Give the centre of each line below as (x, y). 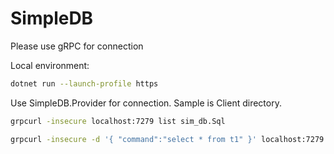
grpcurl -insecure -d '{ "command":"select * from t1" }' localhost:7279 (167, 139)
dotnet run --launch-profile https (84, 83)
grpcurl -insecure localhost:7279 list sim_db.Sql (118, 121)
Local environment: (50, 65)
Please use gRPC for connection (77, 46)
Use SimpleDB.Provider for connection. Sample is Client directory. (146, 103)
